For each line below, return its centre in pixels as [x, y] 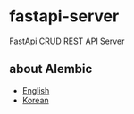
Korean [35, 100]
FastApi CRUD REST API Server [67, 41]
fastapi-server [64, 16]
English [36, 90]
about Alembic [51, 69]
